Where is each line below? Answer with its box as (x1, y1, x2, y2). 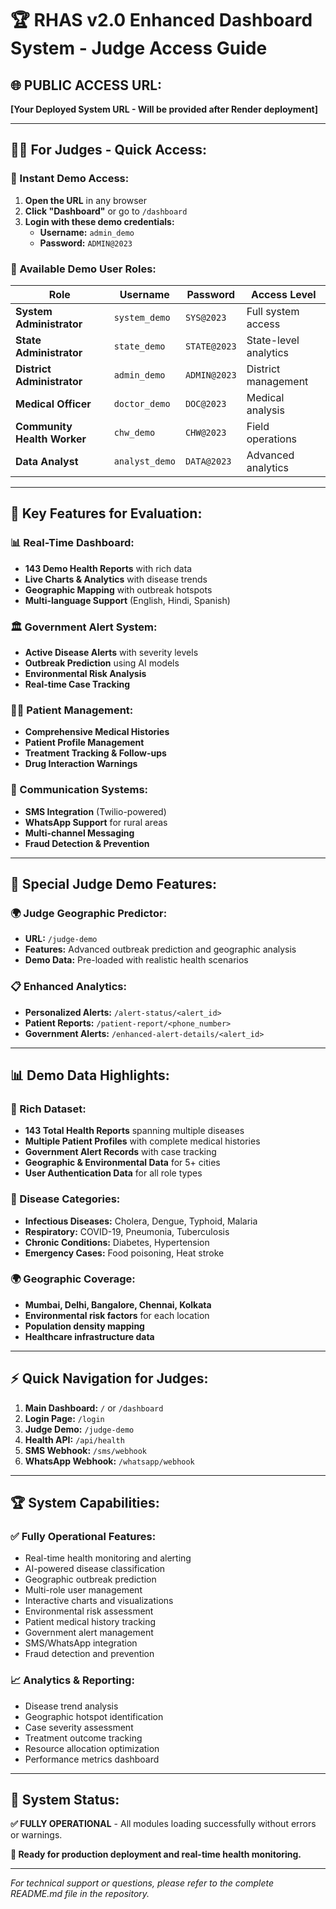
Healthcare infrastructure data (24, 1330, 155, 1342)
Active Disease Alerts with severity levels (24, 646, 199, 658)
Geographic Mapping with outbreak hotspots (24, 583, 213, 596)
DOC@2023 (184, 398, 227, 409)
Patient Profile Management (24, 737, 145, 749)
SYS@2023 (184, 312, 227, 323)
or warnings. (10, 1829, 63, 1841)
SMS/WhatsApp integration (24, 1637, 138, 1649)
